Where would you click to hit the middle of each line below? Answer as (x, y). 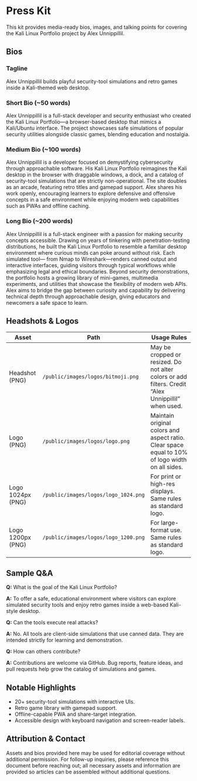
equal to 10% (169, 452)
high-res (163, 484)
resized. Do (166, 362)
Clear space (167, 445)
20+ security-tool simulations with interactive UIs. (75, 701)
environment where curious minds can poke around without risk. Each (91, 253)
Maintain (162, 416)
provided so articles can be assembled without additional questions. (89, 772)
